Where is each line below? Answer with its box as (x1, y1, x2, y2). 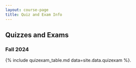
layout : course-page (5, 7, 49, 13)
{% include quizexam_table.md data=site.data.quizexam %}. (5, 57, 131, 63)
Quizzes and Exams (5, 31, 69, 39)
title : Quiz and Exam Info (5, 12, 62, 17)
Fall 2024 (5, 46, 29, 53)
